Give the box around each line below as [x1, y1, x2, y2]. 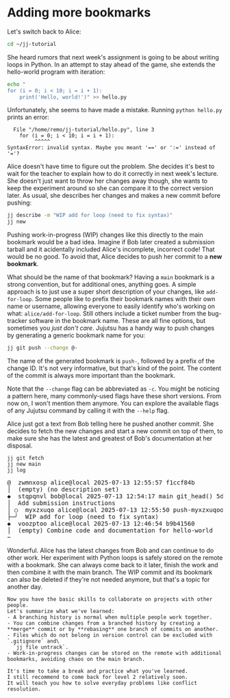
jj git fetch [7, 455, 44, 462]
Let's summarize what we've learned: [7, 608, 115, 615]
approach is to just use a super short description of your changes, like [7, 287, 205, 296]
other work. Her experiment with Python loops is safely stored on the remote [7, 554, 223, 562]
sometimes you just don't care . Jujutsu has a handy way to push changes [7, 324, 215, 333]
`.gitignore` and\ [7, 638, 60, 645]
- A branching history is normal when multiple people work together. [7, 614, 213, 621]
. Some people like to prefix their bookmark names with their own [31, 295, 216, 303]
